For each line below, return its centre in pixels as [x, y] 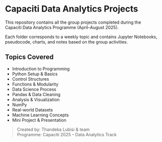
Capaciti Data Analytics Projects [72, 9]
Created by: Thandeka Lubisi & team [53, 129]
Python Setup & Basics [35, 74]
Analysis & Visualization [36, 99]
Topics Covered [29, 57]
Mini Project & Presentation [39, 120]
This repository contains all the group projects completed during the [73, 22]
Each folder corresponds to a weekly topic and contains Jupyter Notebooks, [81, 37]
